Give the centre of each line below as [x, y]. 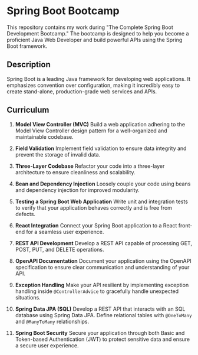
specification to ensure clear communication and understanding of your [102, 267]
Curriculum [28, 110]
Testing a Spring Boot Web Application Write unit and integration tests [101, 201]
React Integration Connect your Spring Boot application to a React [96, 225]
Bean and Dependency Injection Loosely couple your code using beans [103, 184]
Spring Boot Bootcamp [63, 11]
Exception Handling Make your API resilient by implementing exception [102, 285]
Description [29, 65]
